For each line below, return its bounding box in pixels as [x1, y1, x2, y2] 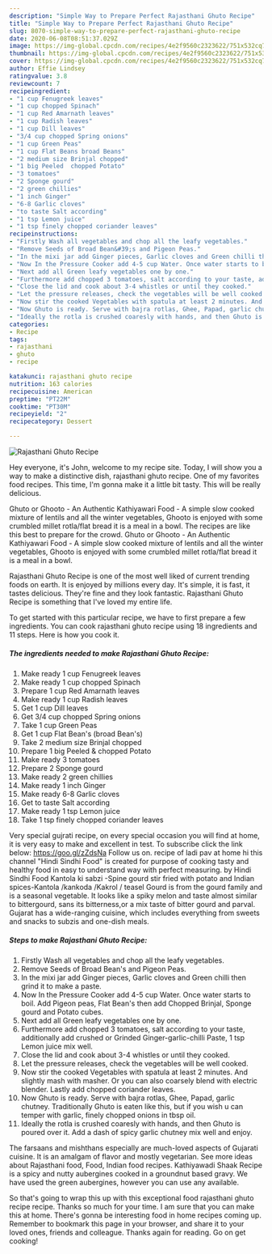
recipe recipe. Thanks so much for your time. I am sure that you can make [9, 1201, 255, 1211]
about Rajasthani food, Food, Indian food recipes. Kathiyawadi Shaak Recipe [9, 1160, 263, 1170]
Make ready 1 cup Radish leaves [20, 694, 128, 704]
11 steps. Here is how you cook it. [9, 630, 120, 639]
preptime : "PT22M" [9, 395, 71, 403]
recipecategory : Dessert [9, 417, 93, 426]
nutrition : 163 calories [9, 379, 93, 388]
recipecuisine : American [9, 388, 93, 396]
